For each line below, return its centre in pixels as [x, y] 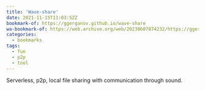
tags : [13, 46]
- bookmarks [27, 40]
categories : [21, 35]
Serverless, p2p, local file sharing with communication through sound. [95, 80]
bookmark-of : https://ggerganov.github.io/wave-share [76, 23]
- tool [20, 63]
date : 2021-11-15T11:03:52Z [42, 18]
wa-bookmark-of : [27, 29]
